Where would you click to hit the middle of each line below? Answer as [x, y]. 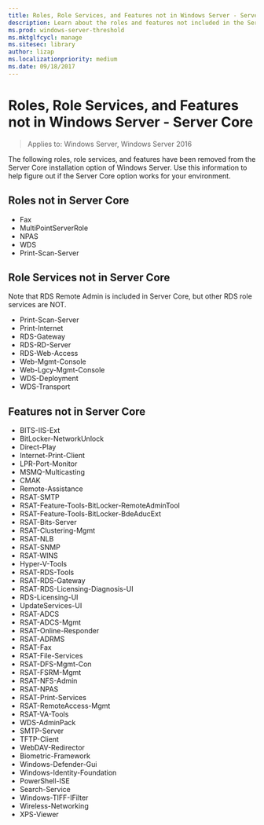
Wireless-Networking [54, 806]
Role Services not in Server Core [89, 277]
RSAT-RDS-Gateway [52, 581]
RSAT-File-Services [51, 656]
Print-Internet [41, 328]
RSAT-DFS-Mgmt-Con [55, 664]
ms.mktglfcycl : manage [45, 37]
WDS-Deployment [49, 379]
